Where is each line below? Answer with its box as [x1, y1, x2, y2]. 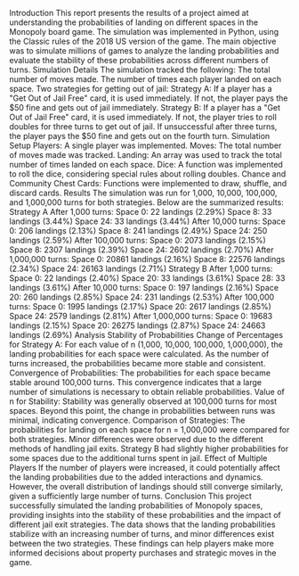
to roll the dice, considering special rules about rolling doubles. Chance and [9, 169, 287, 179]
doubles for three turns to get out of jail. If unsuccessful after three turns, [9, 121, 278, 132]
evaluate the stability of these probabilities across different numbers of [9, 55, 269, 65]
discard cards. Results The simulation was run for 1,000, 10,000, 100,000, [9, 187, 278, 198]
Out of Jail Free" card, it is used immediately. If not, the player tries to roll [9, 111, 278, 122]
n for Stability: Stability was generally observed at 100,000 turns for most [9, 396, 278, 407]
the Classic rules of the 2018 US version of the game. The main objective [9, 36, 277, 46]
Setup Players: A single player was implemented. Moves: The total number [9, 140, 282, 151]
